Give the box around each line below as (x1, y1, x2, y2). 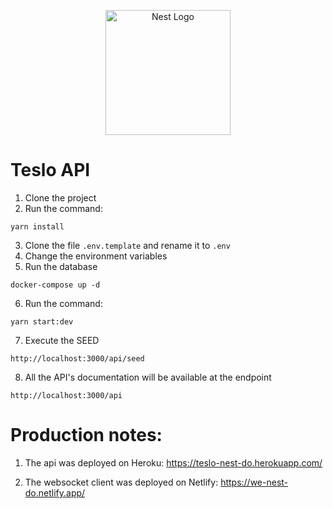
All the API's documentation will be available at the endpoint (24, 371, 272, 383)
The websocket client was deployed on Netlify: (24, 476, 219, 488)
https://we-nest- (220, 476, 289, 488)
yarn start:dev (10, 316, 74, 327)
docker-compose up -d (10, 280, 101, 290)
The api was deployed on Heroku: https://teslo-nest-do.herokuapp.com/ (24, 456, 323, 469)
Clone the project (24, 191, 97, 204)
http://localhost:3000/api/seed (10, 353, 145, 364)
